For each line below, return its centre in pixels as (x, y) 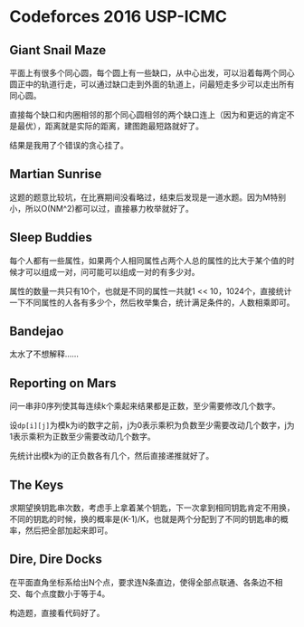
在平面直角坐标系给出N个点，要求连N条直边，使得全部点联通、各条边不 (142, 582)
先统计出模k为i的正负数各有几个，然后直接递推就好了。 (112, 456)
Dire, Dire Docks (56, 560)
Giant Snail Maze (58, 50)
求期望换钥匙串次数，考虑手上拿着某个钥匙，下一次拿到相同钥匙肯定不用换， (152, 508)
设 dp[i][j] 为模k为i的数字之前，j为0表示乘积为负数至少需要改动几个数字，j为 (152, 425)
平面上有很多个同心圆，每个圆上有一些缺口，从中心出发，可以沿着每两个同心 (152, 73)
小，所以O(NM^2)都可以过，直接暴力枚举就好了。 (102, 208)
